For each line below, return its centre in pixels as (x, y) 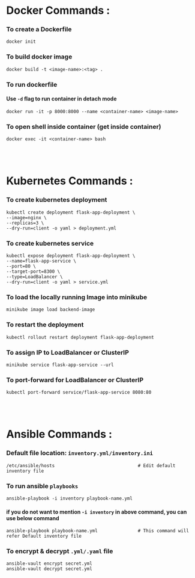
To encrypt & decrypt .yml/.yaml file (60, 552)
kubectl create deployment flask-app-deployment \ (71, 212)
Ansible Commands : (59, 434)
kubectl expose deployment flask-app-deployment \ (71, 256)
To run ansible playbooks (42, 486)
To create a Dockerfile (39, 30)
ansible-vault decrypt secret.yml (49, 569)
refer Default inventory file (44, 536)
